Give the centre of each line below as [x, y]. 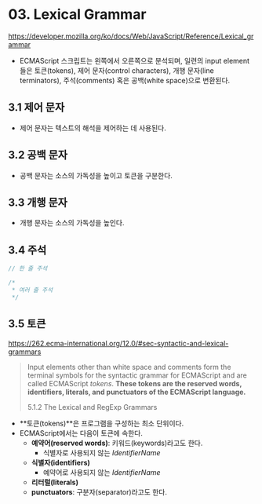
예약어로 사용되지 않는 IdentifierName [102, 472]
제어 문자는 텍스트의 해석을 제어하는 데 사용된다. [93, 128]
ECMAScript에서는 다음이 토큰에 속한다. [81, 433]
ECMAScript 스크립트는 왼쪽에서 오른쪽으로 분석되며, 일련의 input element [134, 60]
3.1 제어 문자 [36, 108]
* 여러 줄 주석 [32, 290]
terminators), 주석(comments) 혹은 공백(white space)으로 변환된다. [125, 80]
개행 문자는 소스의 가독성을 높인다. [72, 223]
